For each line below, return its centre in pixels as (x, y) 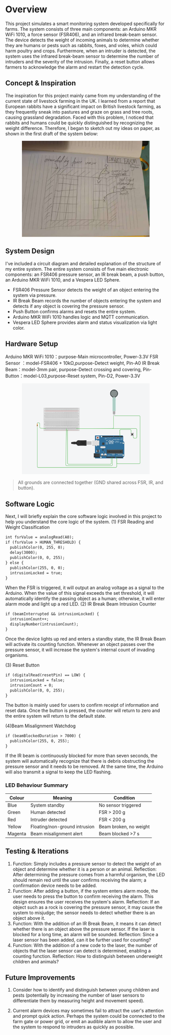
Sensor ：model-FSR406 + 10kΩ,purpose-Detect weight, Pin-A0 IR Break (82, 363)
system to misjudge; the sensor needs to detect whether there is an (84, 913)
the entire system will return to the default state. (56, 716)
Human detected (48, 812)
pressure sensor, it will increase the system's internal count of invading (80, 650)
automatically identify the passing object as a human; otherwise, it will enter (85, 599)
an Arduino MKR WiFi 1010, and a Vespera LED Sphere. (63, 279)
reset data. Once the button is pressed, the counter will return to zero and (83, 710)
